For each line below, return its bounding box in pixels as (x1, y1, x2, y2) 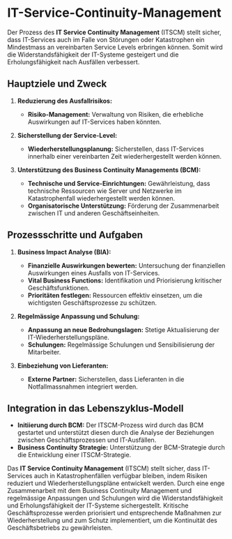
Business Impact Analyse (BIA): (17, 247, 111, 256)
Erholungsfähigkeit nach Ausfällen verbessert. (7, 57, 140, 66)
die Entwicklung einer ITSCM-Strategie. (17, 451, 132, 459)
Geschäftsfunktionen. (27, 283, 90, 292)
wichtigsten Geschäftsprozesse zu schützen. (27, 299, 157, 307)
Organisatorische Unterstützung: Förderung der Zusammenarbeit (27, 201, 219, 210)
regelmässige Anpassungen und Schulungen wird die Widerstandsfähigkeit (7, 494, 223, 503)
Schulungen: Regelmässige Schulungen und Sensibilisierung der (27, 340, 215, 349)
